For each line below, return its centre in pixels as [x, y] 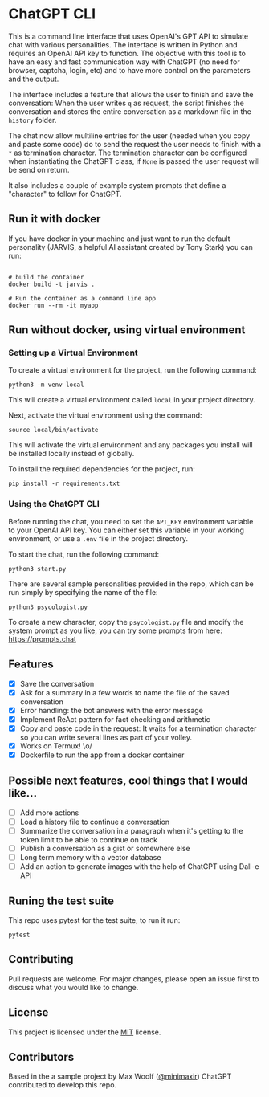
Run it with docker [55, 219]
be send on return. [39, 169]
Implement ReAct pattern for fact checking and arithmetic [115, 719]
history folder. [33, 120]
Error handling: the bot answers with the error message [111, 710]
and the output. [34, 79]
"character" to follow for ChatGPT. [65, 194]
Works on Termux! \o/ [56, 746]
